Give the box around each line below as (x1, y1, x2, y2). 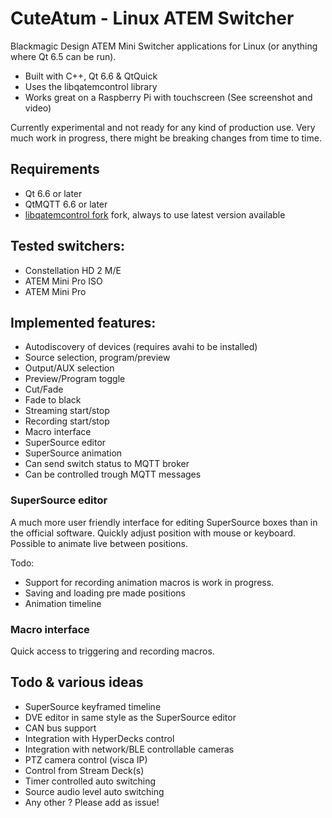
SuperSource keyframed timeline (24, 700, 162, 712)
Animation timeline (24, 597, 102, 609)
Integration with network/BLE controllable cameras (24, 743, 235, 755)
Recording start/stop (24, 415, 110, 427)
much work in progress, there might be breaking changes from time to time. (10, 132, 322, 144)
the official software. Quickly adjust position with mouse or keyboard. (10, 527, 297, 539)
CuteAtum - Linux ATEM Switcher (10, 7, 295, 30)
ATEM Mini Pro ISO (24, 275, 103, 287)
